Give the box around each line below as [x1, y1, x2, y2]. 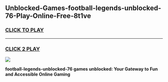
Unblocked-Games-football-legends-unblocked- [5, 4, 161, 12]
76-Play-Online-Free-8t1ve [5, 12, 91, 20]
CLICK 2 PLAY [5, 45, 40, 52]
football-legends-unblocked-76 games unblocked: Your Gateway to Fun [5, 66, 158, 72]
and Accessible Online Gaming [5, 71, 70, 77]
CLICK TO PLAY [5, 27, 44, 34]
